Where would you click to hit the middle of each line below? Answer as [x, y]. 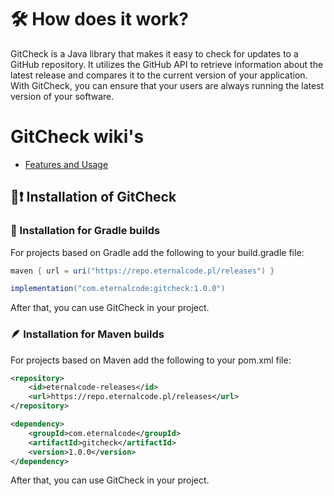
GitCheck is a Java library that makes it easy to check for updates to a [154, 53]
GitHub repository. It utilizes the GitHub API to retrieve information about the [167, 64]
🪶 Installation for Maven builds [87, 334]
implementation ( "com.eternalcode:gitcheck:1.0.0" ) [118, 289]
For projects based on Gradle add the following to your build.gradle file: [157, 252]
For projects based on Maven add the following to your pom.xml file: [151, 360]
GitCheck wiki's [77, 137]
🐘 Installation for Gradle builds [85, 231]
